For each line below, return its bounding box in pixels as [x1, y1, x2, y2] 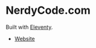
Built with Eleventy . [5, 23, 53, 31]
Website [14, 35, 36, 42]
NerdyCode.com [5, 4, 91, 17]
